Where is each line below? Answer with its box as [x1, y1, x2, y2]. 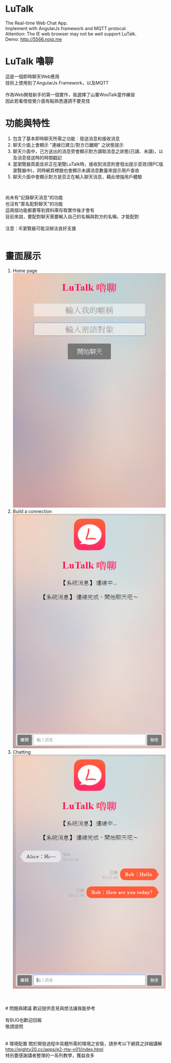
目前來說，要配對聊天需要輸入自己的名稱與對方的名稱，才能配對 [5, 213, 139, 220]
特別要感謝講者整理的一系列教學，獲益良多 [5, 1052, 95, 1058]
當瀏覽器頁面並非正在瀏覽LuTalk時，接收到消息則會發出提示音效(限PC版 [12, 161, 164, 167]
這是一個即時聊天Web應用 [5, 73, 60, 79]
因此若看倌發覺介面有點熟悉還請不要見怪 [5, 98, 90, 104]
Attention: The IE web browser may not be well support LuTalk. [5, 31, 137, 37]
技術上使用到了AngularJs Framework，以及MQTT [5, 79, 109, 86]
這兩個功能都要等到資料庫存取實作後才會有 [5, 207, 95, 213]
